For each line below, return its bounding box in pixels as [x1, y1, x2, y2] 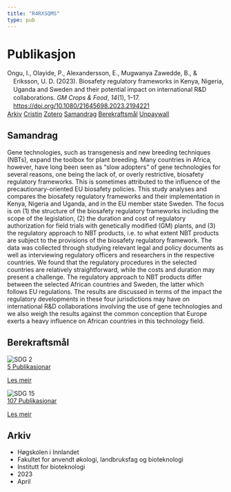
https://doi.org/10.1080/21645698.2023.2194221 [13, 101, 150, 110]
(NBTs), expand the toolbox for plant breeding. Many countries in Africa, [7, 155, 212, 164]
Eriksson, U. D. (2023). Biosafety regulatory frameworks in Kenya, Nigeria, [13, 77, 224, 86]
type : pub [7, 17, 36, 23]
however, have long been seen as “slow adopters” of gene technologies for [7, 163, 221, 171]
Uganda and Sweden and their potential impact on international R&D [13, 86, 207, 94]
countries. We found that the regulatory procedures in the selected [7, 258, 197, 266]
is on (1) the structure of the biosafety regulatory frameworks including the [7, 206, 219, 215]
